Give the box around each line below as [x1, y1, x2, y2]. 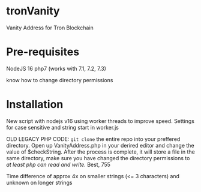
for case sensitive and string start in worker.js [6, 124, 119, 131]
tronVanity [6, 4, 60, 18]
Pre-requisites [6, 45, 80, 59]
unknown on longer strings [6, 179, 73, 186]
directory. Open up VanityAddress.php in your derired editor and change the [6, 142, 194, 149]
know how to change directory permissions [6, 76, 113, 83]
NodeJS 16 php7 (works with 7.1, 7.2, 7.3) [6, 65, 106, 72]
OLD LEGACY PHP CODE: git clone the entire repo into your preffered [6, 135, 181, 142]
